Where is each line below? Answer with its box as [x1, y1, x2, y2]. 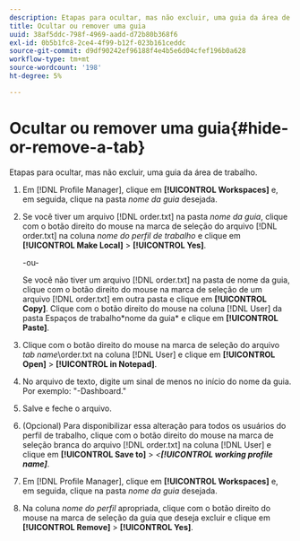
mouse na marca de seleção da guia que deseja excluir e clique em [21, 512, 271, 523]
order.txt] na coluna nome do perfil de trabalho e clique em [21, 230, 241, 240]
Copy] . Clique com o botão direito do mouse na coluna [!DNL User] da [21, 302, 282, 314]
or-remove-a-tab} [9, 136, 146, 157]
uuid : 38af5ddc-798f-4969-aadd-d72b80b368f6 [9, 30, 178, 39]
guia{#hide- [196, 118, 289, 138]
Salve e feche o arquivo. [21, 403, 112, 414]
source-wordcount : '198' [9, 64, 102, 73]
